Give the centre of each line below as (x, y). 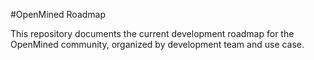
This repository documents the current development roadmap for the (152, 33)
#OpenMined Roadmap (58, 14)
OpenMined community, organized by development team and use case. (157, 44)
